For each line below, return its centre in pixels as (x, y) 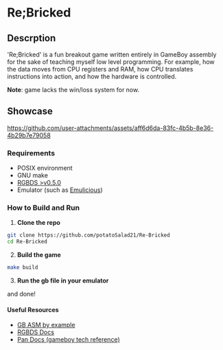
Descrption (32, 38)
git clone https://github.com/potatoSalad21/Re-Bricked (89, 235)
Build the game (39, 255)
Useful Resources (33, 309)
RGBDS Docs (36, 332)
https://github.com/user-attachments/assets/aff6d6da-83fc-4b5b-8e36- (110, 128)
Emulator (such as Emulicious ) (60, 190)
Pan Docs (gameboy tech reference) (68, 340)
